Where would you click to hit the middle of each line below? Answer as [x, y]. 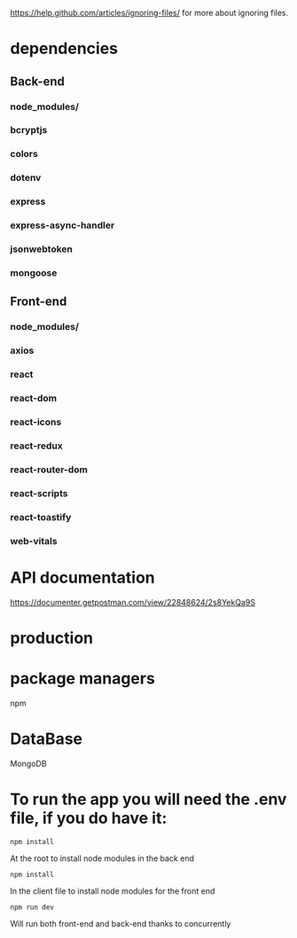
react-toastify [41, 517]
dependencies [64, 49]
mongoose [34, 272]
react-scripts [39, 493]
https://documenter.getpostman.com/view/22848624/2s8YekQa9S [133, 602]
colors [24, 154]
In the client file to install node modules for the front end [113, 891]
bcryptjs [29, 130]
